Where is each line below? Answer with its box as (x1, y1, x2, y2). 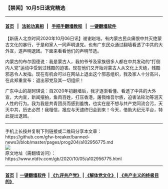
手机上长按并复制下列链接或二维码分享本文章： (5, 128, 101, 134)
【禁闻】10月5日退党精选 (5, 4, 65, 11)
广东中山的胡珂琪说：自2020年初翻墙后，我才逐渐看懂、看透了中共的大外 (5, 87, 156, 93)
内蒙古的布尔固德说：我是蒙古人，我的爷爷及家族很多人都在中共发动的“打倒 (5, 58, 161, 64)
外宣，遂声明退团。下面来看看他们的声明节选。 (5, 47, 101, 53)
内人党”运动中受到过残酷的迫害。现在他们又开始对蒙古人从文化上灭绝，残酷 (5, 64, 161, 70)
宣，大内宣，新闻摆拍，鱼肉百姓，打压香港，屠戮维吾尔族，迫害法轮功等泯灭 (5, 94, 163, 100)
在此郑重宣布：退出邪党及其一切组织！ (5, 77, 84, 83)
